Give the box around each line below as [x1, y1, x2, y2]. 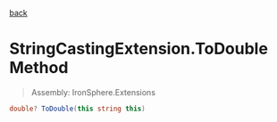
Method [9, 58, 69, 78]
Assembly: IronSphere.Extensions [30, 86, 156, 97]
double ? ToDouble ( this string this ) [9, 104, 146, 113]
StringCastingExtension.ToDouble [9, 39, 268, 59]
